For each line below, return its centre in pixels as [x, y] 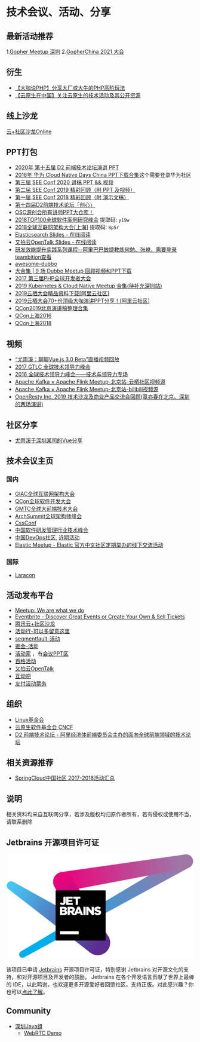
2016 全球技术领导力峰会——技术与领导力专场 [71, 375]
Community [29, 1011]
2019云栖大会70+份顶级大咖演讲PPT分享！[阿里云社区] [82, 301]
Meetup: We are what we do [50, 610]
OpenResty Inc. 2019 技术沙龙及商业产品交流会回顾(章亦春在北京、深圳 [102, 397]
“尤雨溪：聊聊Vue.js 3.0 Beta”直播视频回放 [67, 360]
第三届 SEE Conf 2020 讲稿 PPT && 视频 [64, 182]
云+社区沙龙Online [29, 131]
